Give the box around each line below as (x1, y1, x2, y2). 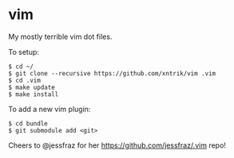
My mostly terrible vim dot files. (8, 32, 113, 41)
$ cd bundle (8, 119, 48, 128)
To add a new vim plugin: (8, 104, 91, 114)
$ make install (8, 90, 59, 98)
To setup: (8, 47, 40, 56)
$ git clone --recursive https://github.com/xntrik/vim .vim (8, 69, 216, 77)
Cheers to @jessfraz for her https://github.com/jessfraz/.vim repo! (8, 141, 226, 150)
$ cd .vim (8, 76, 42, 84)
